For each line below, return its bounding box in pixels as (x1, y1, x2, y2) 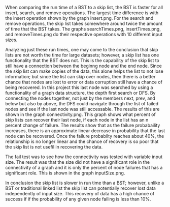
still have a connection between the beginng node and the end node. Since (5, 63, 162, 69)
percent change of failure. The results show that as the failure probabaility (5, 122, 160, 128)
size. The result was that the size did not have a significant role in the (5, 159, 150, 165)
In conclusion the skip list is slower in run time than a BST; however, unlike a (5, 180, 164, 186)
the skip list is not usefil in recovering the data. (5, 144, 103, 150)
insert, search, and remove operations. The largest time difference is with (5, 10, 159, 16)
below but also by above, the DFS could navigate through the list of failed (5, 101, 159, 106)
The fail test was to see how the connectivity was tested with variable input (5, 154, 163, 160)
